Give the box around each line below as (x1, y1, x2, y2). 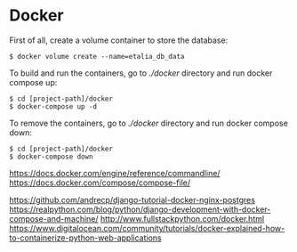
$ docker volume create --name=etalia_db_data (9, 52, 185, 61)
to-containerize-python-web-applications (9, 232, 162, 243)
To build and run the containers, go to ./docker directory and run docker (9, 68, 273, 78)
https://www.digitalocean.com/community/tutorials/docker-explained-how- (9, 223, 285, 233)
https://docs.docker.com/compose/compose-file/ (9, 177, 191, 188)
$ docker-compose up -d (9, 102, 98, 111)
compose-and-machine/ (9, 213, 100, 224)
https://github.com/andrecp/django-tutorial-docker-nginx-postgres (9, 194, 256, 205)
